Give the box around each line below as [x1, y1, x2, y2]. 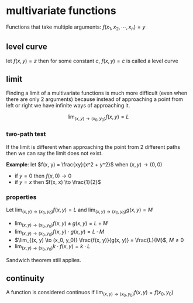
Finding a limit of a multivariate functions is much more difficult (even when [6, 89, 188, 97]
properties [6, 193, 37, 201]
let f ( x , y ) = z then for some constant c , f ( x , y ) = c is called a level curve [6, 57, 178, 64]
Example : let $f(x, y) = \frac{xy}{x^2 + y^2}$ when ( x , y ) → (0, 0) [6, 161, 163, 168]
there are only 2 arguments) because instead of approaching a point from [6, 96, 183, 103]
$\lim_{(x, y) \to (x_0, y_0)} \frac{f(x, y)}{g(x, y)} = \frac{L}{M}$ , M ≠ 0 [14, 236, 184, 243]
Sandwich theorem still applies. [6, 256, 82, 263]
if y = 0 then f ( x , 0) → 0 [14, 172, 72, 179]
